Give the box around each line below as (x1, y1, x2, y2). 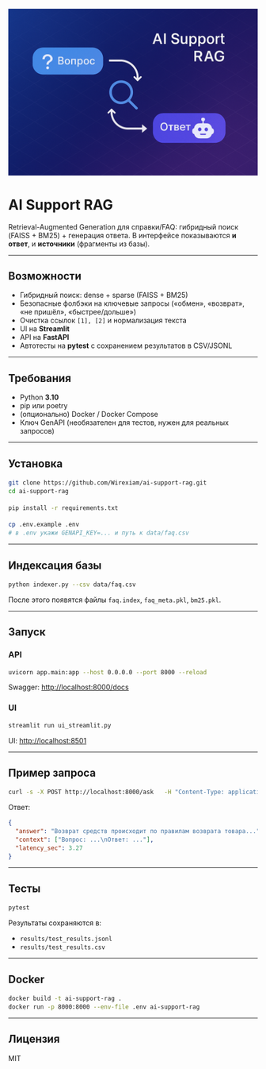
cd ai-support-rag (8, 487, 69, 495)
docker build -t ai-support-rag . (8, 994, 123, 1003)
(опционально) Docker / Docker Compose (19, 410, 158, 419)
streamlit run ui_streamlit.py (8, 721, 112, 729)
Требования (8, 371, 71, 385)
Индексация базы (8, 558, 102, 572)
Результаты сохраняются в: (8, 918, 101, 928)
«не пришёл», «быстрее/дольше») (19, 307, 137, 317)
